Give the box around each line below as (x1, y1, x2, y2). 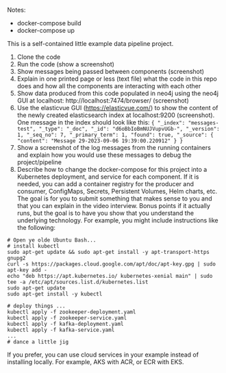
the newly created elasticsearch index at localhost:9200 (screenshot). (16, 111, 215, 119)
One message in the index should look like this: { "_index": (16, 118, 186, 126)
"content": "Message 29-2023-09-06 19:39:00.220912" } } (16, 138, 184, 144)
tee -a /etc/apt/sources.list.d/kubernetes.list (7, 279, 149, 285)
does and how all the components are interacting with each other (16, 82, 201, 90)
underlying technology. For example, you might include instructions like (16, 216, 218, 224)
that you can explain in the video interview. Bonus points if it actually (16, 202, 211, 209)
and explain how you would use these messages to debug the (16, 151, 192, 159)
